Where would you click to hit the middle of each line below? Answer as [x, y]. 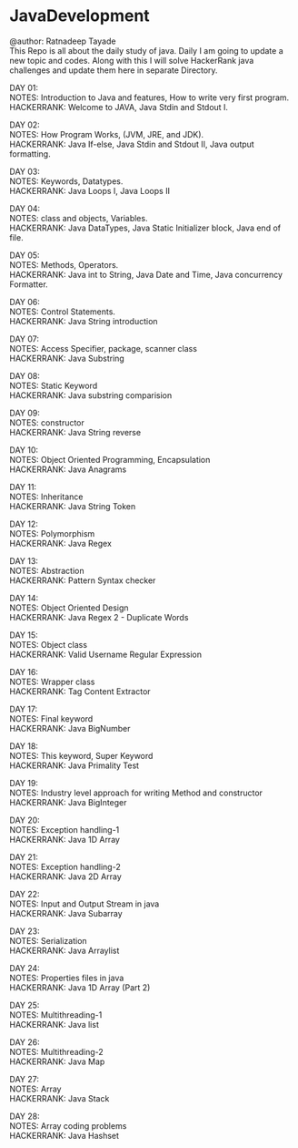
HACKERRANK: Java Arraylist [65, 950]
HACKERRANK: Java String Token [73, 506]
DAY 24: [25, 968]
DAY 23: [25, 931]
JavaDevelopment [79, 16]
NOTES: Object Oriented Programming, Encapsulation [110, 459]
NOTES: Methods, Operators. [64, 264]
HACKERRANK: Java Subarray [66, 913]
